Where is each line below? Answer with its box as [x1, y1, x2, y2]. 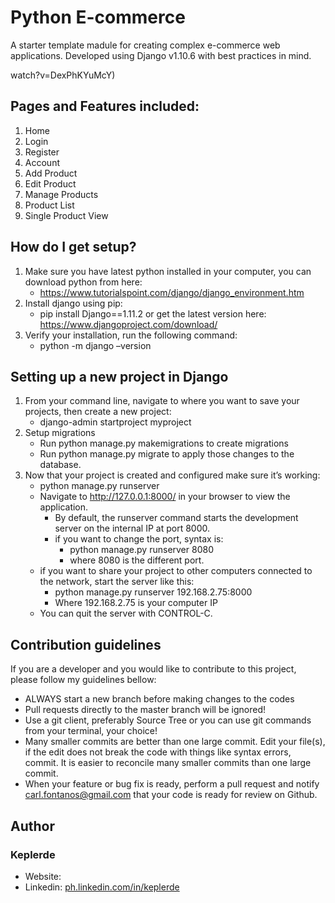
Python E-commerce [10, 6, 186, 29]
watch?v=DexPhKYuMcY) [10, 69, 116, 81]
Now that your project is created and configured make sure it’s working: [24, 469, 321, 481]
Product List [24, 199, 75, 211]
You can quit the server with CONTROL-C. [39, 607, 213, 620]
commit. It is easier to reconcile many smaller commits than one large [24, 757, 312, 769]
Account [24, 156, 60, 168]
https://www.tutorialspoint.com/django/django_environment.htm [39, 286, 305, 298]
